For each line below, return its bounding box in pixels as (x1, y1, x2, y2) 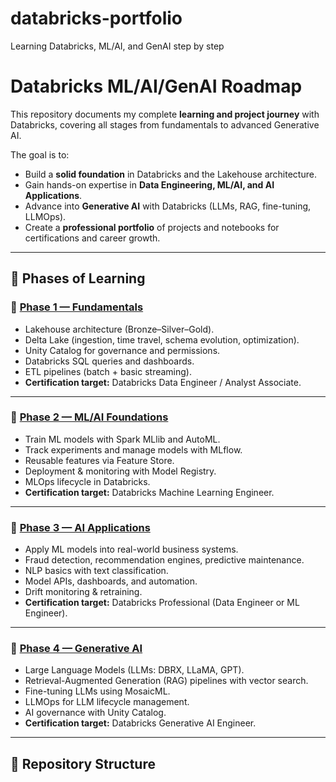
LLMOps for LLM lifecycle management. (24, 696, 190, 708)
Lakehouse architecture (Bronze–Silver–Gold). (24, 323, 215, 335)
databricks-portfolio (10, 7, 183, 30)
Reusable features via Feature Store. (24, 454, 175, 466)
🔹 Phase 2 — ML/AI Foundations (10, 410, 169, 424)
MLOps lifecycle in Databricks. (24, 475, 151, 487)
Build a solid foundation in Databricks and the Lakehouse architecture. (24, 168, 317, 180)
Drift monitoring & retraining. (24, 586, 143, 598)
